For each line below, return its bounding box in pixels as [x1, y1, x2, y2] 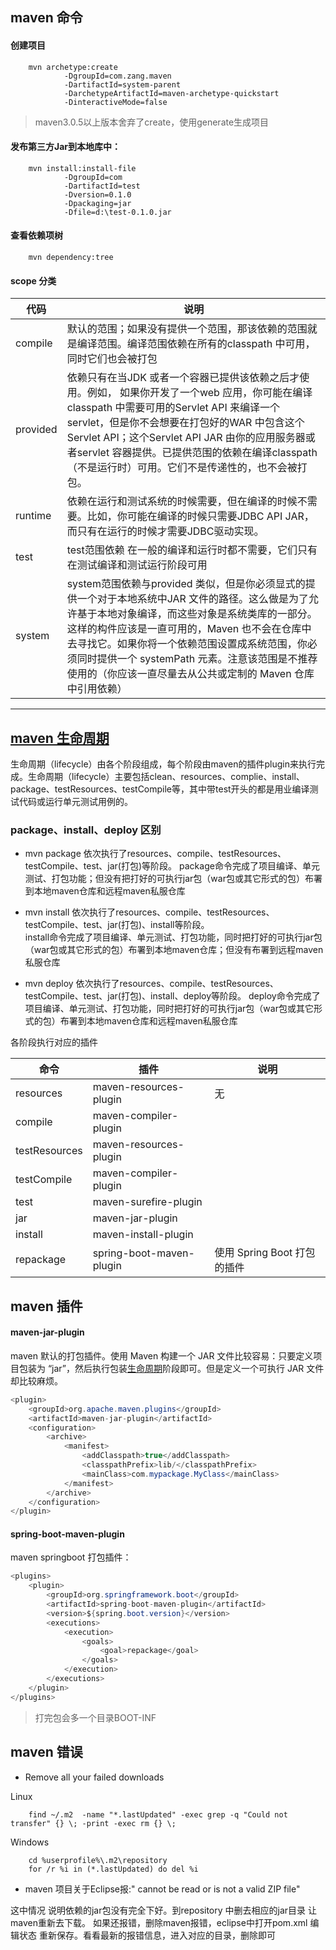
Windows [10, 1836, 50, 1848]
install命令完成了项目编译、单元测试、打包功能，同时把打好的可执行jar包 [24, 931, 323, 943]
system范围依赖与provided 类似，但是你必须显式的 [66, 577, 306, 591]
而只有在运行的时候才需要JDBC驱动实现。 [66, 524, 265, 538]
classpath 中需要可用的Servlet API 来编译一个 [66, 401, 280, 415]
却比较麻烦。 [10, 1374, 63, 1387]
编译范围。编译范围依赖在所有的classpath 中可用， [76, 337, 316, 351]
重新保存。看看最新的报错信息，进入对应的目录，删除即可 [38, 1929, 276, 1941]
